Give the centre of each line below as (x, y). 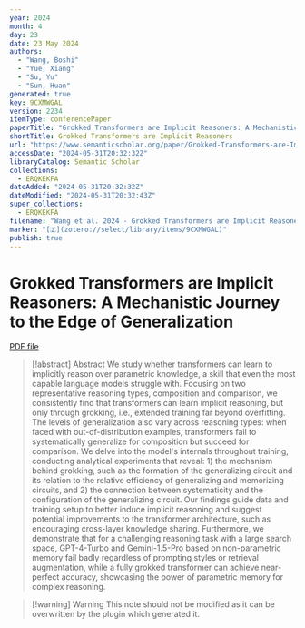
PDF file (24, 347)
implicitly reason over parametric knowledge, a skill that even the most (163, 374)
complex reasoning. (69, 587)
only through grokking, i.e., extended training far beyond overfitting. (158, 413)
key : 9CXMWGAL (36, 102)
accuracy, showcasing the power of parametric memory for (172, 577)
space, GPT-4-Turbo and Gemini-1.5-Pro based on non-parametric (156, 548)
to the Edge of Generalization (122, 322)
